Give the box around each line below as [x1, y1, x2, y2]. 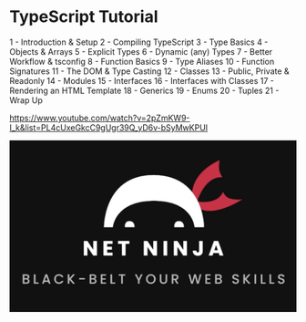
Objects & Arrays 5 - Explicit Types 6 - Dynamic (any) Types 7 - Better [9, 46, 273, 57]
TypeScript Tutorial [9, 6, 158, 27]
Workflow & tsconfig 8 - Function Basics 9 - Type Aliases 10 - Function [9, 56, 275, 67]
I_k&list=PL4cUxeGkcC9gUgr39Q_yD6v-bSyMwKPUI [9, 121, 209, 133]
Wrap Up [9, 94, 43, 106]
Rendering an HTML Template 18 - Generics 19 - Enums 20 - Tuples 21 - [9, 85, 280, 96]
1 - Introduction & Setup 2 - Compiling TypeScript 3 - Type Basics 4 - [9, 36, 269, 47]
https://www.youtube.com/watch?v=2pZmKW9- [9, 112, 190, 123]
